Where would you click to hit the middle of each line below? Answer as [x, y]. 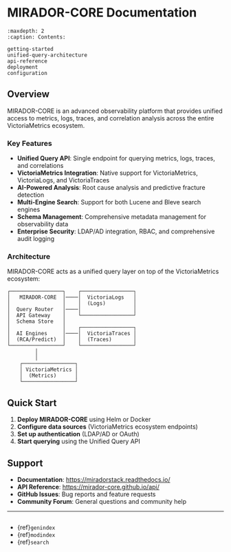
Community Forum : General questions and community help [102, 501]
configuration [27, 73]
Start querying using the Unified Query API [79, 441]
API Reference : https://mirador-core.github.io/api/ [88, 487]
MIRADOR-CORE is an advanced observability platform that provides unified [115, 111]
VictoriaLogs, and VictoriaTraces [63, 180]
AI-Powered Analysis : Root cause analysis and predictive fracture [111, 188]
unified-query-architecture [47, 55]
